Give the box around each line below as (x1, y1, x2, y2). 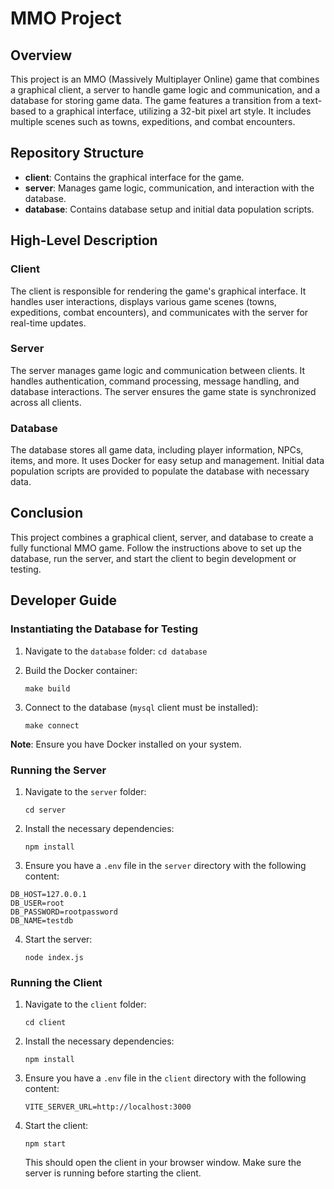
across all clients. (10, 396, 82, 408)
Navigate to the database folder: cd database (24, 645, 208, 657)
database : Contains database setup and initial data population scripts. (24, 203, 315, 215)
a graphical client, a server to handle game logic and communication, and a (10, 84, 321, 96)
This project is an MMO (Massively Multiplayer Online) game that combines (10, 73, 320, 85)
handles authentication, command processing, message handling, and (10, 375, 300, 387)
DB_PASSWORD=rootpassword (10, 907, 118, 917)
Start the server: (24, 933, 93, 945)
